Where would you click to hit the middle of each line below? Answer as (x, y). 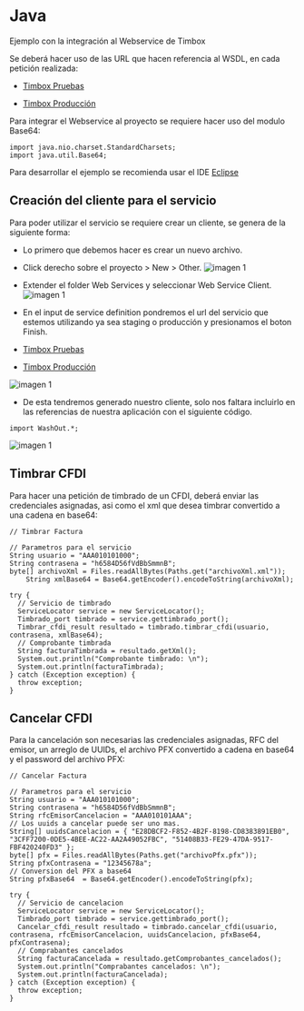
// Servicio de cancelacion (71, 903)
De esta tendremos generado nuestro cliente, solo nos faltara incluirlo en (159, 401)
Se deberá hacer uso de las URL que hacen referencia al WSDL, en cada (145, 58)
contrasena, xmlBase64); (56, 635)
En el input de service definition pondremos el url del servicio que (146, 312)
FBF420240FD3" (36, 847)
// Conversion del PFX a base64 (70, 872)
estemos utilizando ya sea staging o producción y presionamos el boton (157, 322)
